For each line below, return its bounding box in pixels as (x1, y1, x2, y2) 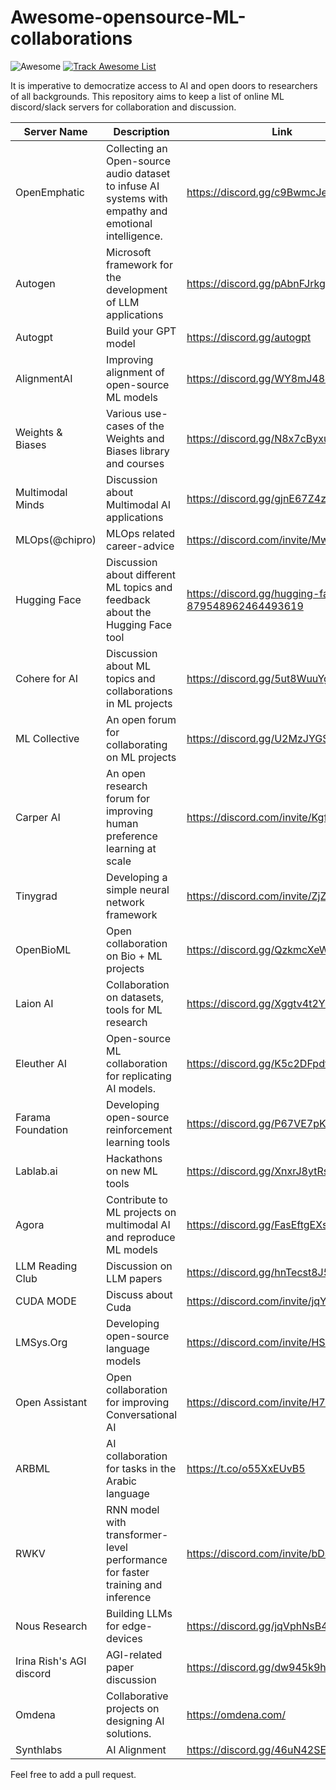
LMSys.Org (15, 1335, 68, 1349)
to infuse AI (106, 179, 160, 193)
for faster (106, 1565, 150, 1579)
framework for (106, 257, 173, 271)
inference (106, 1590, 152, 1604)
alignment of (106, 365, 165, 379)
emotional (106, 216, 153, 230)
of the (136, 419, 165, 433)
